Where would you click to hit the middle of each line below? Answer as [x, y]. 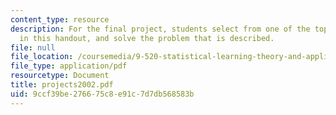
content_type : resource [60, 19]
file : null [33, 47]
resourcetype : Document [60, 76]
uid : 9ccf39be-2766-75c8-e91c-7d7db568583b [102, 94]
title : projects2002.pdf [62, 85]
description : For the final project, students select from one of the [160, 29]
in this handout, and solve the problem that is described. [147, 38]
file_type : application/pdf [69, 66]
